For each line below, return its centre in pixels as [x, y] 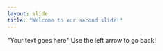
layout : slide [28, 14]
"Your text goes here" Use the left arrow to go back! [82, 40]
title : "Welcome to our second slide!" [65, 20]
